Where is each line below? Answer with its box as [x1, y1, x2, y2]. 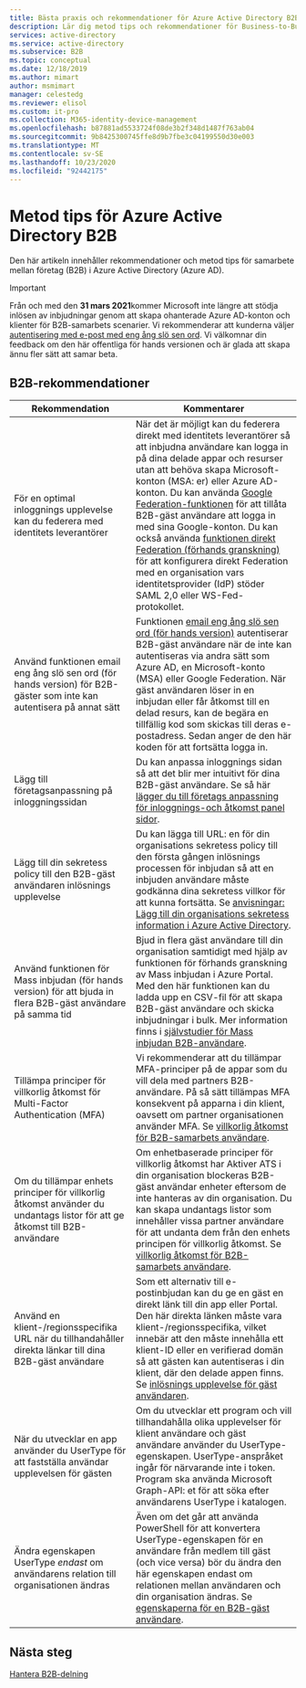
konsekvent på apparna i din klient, [135, 1097, 285, 1110]
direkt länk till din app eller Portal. [135, 1298, 278, 1311]
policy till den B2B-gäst [14, 868, 116, 881]
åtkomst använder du [14, 1197, 105, 1210]
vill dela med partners [135, 1074, 229, 1087]
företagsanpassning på [14, 785, 113, 797]
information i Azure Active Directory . [135, 919, 291, 932]
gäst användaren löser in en [135, 684, 255, 697]
